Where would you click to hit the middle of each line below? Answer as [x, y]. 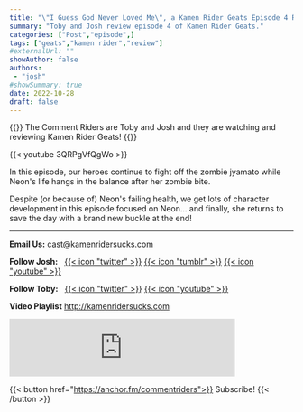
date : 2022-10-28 [42, 93]
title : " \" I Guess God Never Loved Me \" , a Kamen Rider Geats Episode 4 [149, 18]
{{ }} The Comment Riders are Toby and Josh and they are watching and [143, 127]
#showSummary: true [46, 85]
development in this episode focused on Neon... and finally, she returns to [147, 209]
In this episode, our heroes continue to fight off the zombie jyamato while [145, 172]
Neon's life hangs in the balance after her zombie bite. [110, 182]
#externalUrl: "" [42, 51]
